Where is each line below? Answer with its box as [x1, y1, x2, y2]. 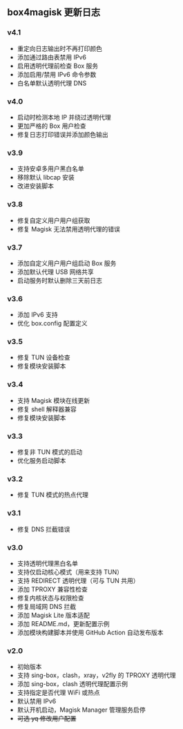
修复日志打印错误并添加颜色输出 [17, 130, 108, 138]
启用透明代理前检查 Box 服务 [17, 61, 99, 70]
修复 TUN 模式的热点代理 [17, 491, 88, 499]
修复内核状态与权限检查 [17, 594, 84, 602]
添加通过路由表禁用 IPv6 [17, 53, 86, 61]
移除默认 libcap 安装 [17, 173, 75, 182]
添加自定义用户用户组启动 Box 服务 [17, 258, 117, 267]
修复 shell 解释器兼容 [17, 405, 77, 413]
